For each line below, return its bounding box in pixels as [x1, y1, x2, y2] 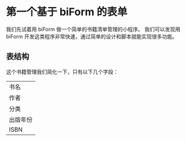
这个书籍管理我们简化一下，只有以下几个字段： [6, 68, 118, 75]
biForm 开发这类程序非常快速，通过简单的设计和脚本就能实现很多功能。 [6, 33, 178, 40]
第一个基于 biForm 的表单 [6, 5, 128, 19]
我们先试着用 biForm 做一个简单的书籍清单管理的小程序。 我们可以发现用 [6, 26, 181, 33]
